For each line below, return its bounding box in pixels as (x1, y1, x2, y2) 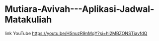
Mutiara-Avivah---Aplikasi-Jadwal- (4, 3, 155, 15)
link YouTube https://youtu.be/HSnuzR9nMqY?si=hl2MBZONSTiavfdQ (4, 30, 148, 36)
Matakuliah (4, 14, 52, 25)
